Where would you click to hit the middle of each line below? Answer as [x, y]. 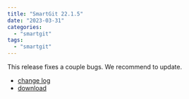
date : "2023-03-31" [36, 21]
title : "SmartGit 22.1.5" [45, 14]
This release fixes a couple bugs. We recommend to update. [94, 67]
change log [34, 81]
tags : [15, 40]
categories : [25, 27]
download [32, 88]
